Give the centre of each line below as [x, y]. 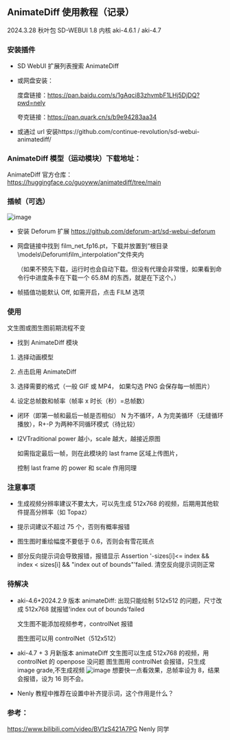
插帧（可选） [28, 201]
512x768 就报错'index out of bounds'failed [85, 609]
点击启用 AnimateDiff [47, 372]
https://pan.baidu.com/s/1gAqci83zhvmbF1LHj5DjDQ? [124, 96]
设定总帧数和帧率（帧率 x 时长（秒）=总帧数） [83, 401]
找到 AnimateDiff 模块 [48, 343]
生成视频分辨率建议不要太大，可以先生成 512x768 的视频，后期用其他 [115, 504]
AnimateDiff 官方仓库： [40, 175]
